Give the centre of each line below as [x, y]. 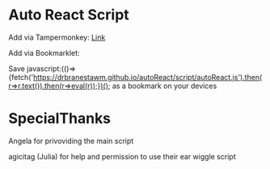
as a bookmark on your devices [165, 86]
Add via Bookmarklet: [44, 53]
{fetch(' [21, 77]
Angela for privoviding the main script [71, 141]
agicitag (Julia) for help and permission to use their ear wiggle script [122, 156]
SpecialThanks [60, 118]
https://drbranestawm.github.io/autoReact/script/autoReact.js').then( [148, 77]
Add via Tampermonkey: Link [57, 37]
